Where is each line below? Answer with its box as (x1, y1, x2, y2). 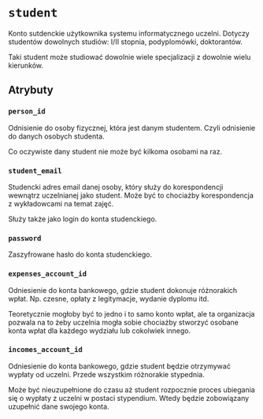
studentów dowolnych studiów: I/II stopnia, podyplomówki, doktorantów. (8, 37, 243, 46)
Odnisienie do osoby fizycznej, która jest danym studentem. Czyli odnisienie (8, 123, 256, 132)
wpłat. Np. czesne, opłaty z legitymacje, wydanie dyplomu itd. (8, 294, 209, 303)
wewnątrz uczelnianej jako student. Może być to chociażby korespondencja (8, 191, 254, 200)
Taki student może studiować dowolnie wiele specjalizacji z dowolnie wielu (8, 52, 251, 61)
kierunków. (8, 61, 44, 70)
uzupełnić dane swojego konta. (8, 402, 109, 411)
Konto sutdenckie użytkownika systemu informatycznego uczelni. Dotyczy (8, 28, 250, 38)
